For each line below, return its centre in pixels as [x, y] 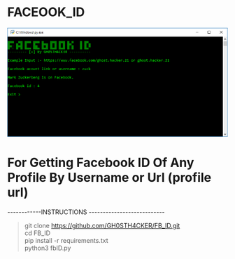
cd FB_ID [37, 233]
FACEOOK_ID [46, 12]
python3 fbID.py [48, 248]
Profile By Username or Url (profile [109, 178]
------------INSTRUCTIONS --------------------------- [86, 212]
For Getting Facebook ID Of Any [101, 163]
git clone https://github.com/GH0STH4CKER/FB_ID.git [102, 226]
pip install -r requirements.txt [66, 241]
